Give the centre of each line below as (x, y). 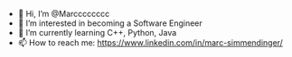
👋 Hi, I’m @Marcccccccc (64, 14)
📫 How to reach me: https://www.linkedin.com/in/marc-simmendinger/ (150, 43)
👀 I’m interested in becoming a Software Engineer (110, 23)
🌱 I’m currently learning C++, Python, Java (97, 33)
